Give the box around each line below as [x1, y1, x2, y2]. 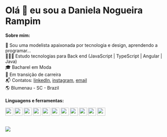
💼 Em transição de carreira [5, 71, 61, 77]
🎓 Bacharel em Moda [5, 64, 52, 70]
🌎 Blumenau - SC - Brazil [5, 85, 60, 91]
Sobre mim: [5, 32, 31, 38]
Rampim [5, 15, 41, 27]
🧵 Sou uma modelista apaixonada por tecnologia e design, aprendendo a [5, 42, 158, 48]
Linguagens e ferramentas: [5, 97, 64, 103]
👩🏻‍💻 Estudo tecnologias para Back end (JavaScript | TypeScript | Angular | [5, 53, 162, 59]
